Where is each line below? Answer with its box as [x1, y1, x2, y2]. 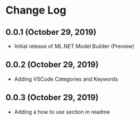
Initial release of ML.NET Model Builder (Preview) [14, 42, 135, 50]
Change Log [5, 4, 66, 17]
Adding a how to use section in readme [14, 108, 110, 115]
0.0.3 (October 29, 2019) [5, 93, 99, 103]
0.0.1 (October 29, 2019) [5, 27, 97, 37]
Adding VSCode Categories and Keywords [14, 75, 118, 83]
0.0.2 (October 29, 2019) [5, 60, 99, 70]
